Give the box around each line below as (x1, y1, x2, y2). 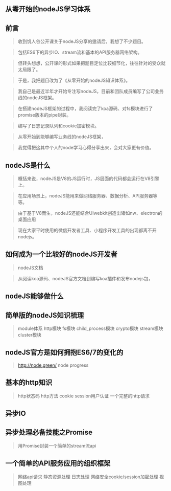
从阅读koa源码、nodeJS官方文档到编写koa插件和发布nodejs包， (17, 275, 153, 281)
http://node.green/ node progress (17, 362, 89, 368)
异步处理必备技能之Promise (5, 428, 93, 437)
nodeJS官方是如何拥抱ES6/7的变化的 (5, 348, 124, 357)
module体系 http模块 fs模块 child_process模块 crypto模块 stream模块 (17, 325, 163, 331)
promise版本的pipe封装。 (17, 112, 71, 118)
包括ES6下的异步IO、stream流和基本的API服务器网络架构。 (17, 49, 142, 55)
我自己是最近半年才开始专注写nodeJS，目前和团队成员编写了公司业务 (17, 88, 164, 95)
